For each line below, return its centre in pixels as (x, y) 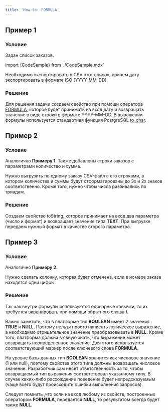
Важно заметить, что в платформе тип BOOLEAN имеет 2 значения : (78, 321)
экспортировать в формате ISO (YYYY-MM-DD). (57, 80)
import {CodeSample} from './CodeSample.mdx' (55, 65)
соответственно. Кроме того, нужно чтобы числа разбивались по (76, 186)
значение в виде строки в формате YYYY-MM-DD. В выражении (74, 115)
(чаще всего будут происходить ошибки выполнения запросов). (74, 384)
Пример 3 (22, 242)
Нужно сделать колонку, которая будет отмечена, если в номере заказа (83, 277)
